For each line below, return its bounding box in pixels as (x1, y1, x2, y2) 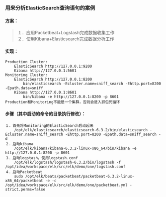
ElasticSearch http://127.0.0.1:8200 (14, 77, 92, 82)
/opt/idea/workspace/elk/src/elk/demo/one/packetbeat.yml (5, 183, 128, 188)
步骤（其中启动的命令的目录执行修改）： (5, 110, 86, 116)
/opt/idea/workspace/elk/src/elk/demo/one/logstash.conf (5, 164, 126, 169)
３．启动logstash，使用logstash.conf (5, 155, 78, 160)
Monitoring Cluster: (5, 73, 48, 78)
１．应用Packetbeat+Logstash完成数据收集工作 (17, 30, 115, 36)
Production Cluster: (5, 60, 48, 65)
